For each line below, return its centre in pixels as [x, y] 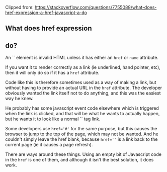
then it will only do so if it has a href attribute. [52, 73]
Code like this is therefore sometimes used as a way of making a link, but [81, 82]
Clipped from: [19, 7]
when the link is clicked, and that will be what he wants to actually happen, [82, 114]
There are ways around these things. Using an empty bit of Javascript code [83, 154]
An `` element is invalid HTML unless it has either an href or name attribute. [82, 58]
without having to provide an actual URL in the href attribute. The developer [84, 88]
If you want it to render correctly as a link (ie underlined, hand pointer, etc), [83, 67]
